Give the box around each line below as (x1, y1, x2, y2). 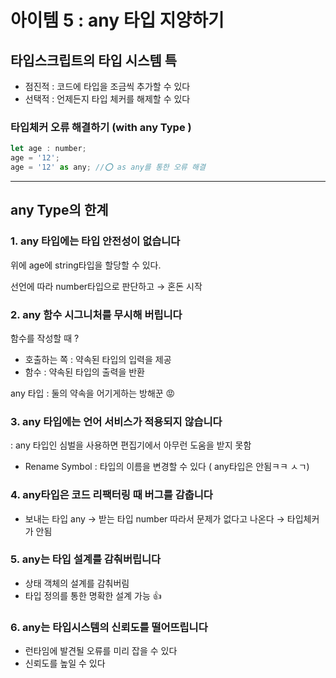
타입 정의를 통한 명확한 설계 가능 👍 (24, 589, 162, 601)
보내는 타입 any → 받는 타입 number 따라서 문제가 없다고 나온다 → (24, 512, 285, 525)
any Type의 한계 (10, 202, 109, 219)
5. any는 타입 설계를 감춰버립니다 (10, 552, 162, 566)
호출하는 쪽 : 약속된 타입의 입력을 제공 (24, 353, 172, 365)
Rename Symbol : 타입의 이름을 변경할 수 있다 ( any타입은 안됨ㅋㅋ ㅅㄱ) (24, 461, 310, 473)
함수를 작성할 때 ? (10, 332, 80, 344)
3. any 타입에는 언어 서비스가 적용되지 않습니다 (10, 414, 223, 428)
